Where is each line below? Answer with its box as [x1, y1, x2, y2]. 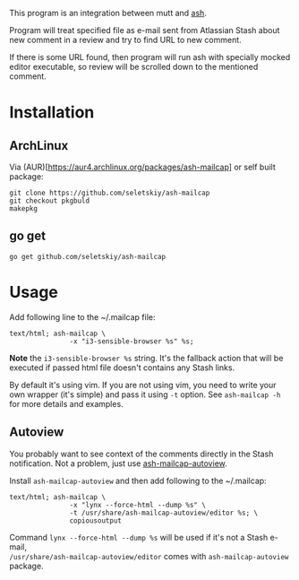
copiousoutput [69, 515, 123, 525]
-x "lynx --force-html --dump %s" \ [69, 500, 206, 509]
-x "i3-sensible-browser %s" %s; [69, 336, 194, 346]
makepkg [9, 204, 38, 213]
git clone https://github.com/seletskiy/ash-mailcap [9, 188, 210, 197]
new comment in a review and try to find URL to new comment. [9, 35, 242, 45]
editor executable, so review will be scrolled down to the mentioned [9, 62, 259, 72]
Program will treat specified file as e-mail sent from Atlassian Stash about [9, 25, 280, 35]
